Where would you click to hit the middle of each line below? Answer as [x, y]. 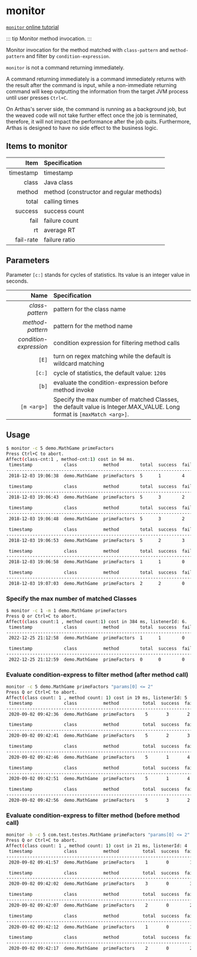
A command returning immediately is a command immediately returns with [96, 79]
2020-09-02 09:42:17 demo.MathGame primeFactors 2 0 [89, 948]
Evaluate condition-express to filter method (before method [93, 815]
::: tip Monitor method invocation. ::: [49, 38]
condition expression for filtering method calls [116, 343]
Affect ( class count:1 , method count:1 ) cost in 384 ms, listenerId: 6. [97, 621]
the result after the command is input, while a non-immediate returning [91, 85]
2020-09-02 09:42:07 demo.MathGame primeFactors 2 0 [89, 905]
